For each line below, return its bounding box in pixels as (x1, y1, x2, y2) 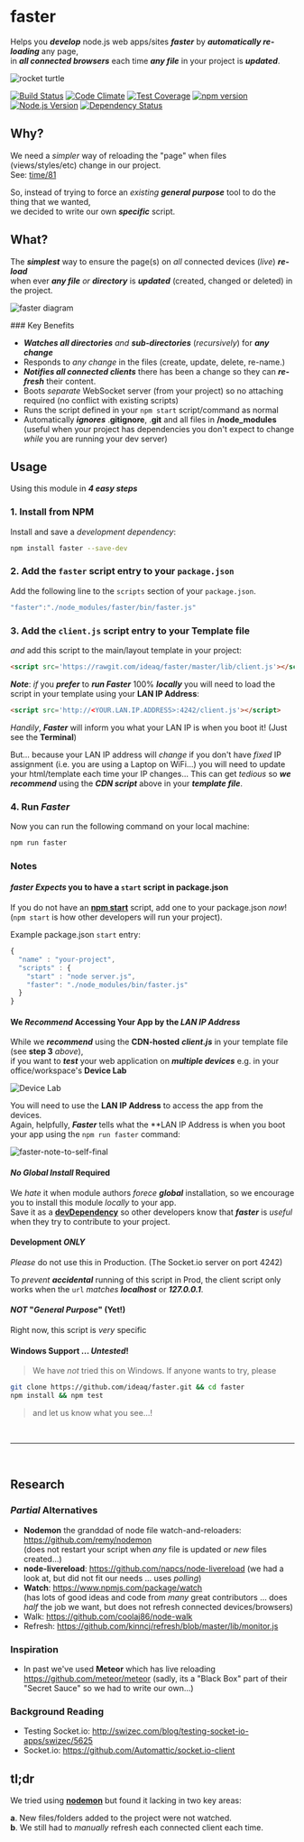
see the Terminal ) (10, 731, 78, 742)
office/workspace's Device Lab (10, 1065, 127, 1076)
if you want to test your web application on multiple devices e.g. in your (10, 1056, 279, 1067)
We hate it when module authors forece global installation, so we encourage (10, 1187, 295, 1198)
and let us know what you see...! (32, 1407, 152, 1418)
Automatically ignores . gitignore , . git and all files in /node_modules (23, 413, 278, 425)
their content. (45, 375, 97, 386)
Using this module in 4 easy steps (10, 483, 138, 494)
